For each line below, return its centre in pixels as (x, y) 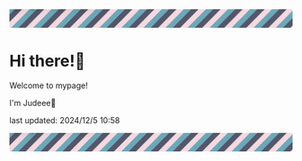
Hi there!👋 (47, 61)
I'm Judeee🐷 (33, 103)
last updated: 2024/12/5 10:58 (65, 121)
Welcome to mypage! (49, 85)
